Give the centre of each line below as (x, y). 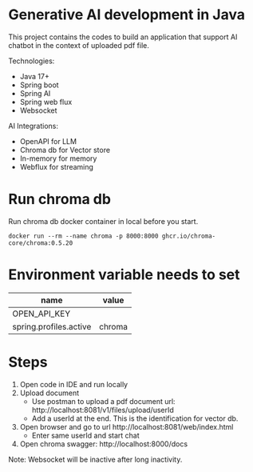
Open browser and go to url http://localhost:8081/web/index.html (126, 426)
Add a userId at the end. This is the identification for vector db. (135, 418)
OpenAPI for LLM (48, 141)
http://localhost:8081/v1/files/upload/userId (103, 410)
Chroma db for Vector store (65, 150)
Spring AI (35, 93)
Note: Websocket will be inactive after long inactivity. (95, 459)
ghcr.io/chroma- (189, 236)
